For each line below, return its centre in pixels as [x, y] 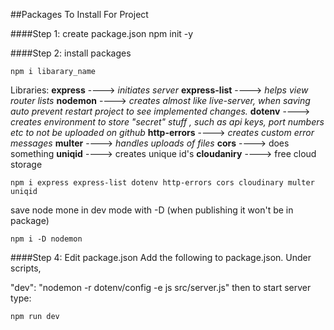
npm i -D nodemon [46, 239]
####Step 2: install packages [71, 53]
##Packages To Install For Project [79, 14]
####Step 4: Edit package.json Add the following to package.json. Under [161, 257]
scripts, [26, 268]
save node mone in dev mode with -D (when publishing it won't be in [152, 210]
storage [26, 164]
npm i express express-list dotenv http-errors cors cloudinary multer [162, 183]
